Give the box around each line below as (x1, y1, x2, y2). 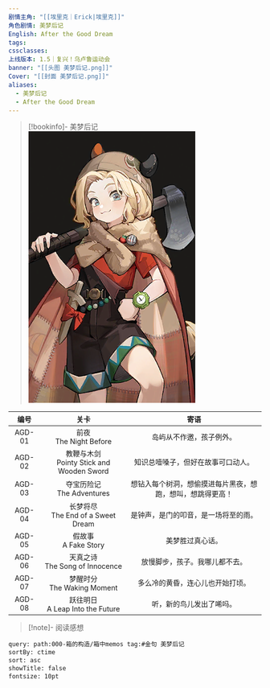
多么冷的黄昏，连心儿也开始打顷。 (137, 578, 251, 587)
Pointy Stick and (56, 458, 111, 468)
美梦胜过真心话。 (166, 535, 223, 545)
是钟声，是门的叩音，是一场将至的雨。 (130, 509, 258, 519)
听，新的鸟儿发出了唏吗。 (151, 599, 237, 609)
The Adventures (56, 488, 110, 498)
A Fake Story (62, 540, 105, 550)
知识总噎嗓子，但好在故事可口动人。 (133, 457, 255, 467)
